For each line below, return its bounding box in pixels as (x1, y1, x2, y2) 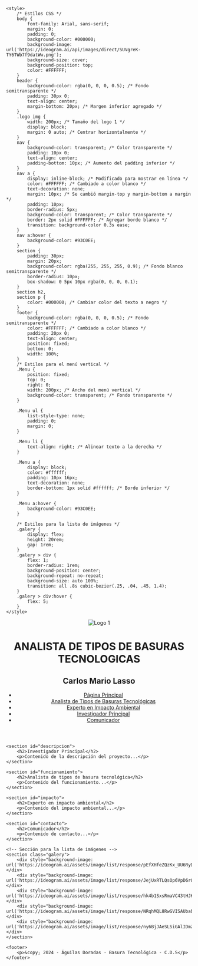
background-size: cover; (27, 57, 88, 63)
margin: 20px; (27, 258, 62, 264)
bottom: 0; (27, 346, 54, 352)
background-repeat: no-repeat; (27, 573, 104, 579)
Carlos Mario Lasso (62, 675, 136, 686)
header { (16, 78, 38, 84)
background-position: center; (27, 568, 101, 573)
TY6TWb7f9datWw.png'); (6, 52, 62, 58)
